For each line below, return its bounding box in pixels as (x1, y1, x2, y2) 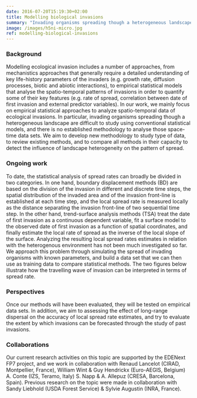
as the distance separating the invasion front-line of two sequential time (6, 204, 180, 211)
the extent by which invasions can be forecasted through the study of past (6, 320, 186, 327)
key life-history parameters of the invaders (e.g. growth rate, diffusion (6, 76, 175, 83)
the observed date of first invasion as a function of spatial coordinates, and (6, 223, 188, 230)
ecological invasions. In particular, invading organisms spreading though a (6, 113, 185, 121)
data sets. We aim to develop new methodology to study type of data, (18, 132, 186, 139)
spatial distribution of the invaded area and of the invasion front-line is (6, 191, 176, 198)
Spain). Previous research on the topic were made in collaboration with (6, 379, 178, 386)
